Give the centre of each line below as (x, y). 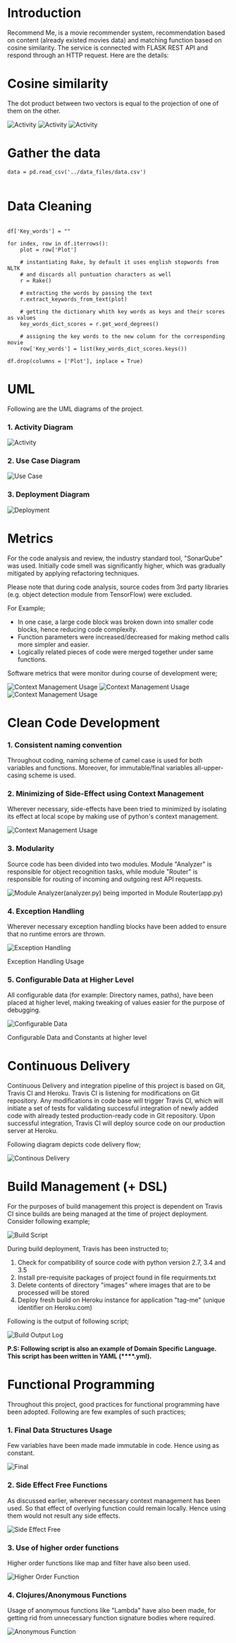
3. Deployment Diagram (49, 494)
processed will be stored (53, 1293)
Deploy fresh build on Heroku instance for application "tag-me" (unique (121, 1300)
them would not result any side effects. (64, 1516)
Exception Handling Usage (46, 961)
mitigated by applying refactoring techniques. (73, 573)
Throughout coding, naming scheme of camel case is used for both (105, 760)
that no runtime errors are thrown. (56, 934)
